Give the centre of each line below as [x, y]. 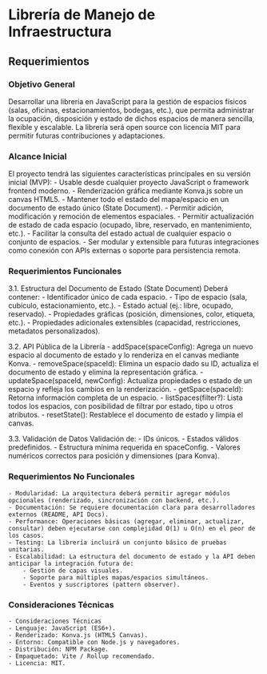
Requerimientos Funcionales [65, 272]
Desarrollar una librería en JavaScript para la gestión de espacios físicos [128, 101]
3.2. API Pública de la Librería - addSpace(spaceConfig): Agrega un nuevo [131, 347]
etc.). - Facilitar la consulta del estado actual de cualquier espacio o [120, 233]
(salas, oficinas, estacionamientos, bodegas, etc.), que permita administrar [131, 110]
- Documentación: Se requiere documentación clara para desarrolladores [132, 507]
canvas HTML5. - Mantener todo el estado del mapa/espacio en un [119, 200]
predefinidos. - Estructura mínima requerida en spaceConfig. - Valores [125, 447]
